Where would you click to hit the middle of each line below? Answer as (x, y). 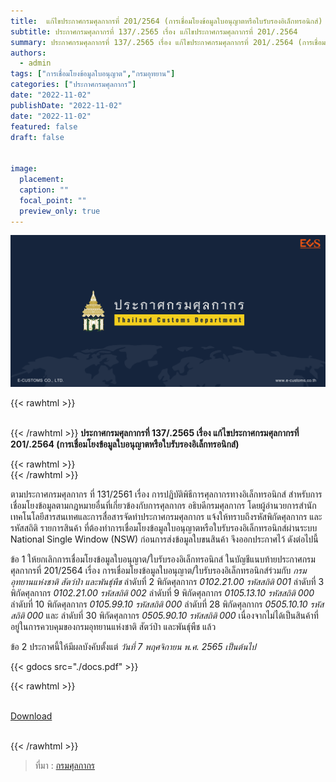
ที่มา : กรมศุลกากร (65, 766)
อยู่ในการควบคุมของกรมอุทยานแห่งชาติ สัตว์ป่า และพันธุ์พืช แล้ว (113, 627)
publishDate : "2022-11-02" (66, 105)
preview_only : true (60, 211)
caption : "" (44, 190)
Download (31, 716)
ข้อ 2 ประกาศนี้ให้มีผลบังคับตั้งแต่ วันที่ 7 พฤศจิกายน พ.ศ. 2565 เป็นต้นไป (133, 647)
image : (24, 169)
